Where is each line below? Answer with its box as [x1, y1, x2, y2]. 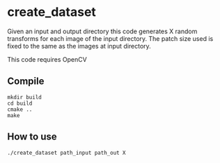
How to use [7, 131, 57, 143]
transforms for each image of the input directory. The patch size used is [7, 34, 214, 42]
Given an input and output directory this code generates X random [7, 27, 198, 35]
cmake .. [7, 105, 33, 113]
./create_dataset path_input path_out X [7, 149, 127, 156]
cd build [7, 100, 33, 107]
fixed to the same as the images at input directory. [7, 42, 151, 50]
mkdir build [7, 94, 42, 101]
